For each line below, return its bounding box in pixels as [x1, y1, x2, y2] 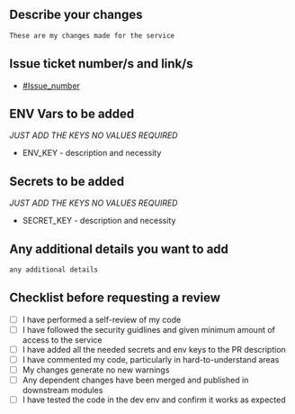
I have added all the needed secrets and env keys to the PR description [22, 344, 286, 354]
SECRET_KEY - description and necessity [22, 216, 176, 226]
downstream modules [22, 385, 103, 395]
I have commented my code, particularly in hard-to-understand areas [22, 354, 280, 364]
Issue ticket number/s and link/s [9, 56, 193, 71]
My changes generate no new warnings [22, 364, 170, 375]
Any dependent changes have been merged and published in [22, 374, 249, 385]
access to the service [22, 334, 103, 345]
